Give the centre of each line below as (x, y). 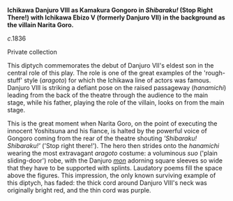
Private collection (32, 52)
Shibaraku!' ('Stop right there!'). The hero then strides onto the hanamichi (113, 146)
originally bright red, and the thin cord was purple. (79, 190)
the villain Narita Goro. (40, 25)
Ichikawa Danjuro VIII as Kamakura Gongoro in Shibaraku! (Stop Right (110, 10)
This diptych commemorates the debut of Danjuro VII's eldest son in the (111, 65)
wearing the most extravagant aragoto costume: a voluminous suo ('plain (112, 153)
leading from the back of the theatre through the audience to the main (107, 95)
